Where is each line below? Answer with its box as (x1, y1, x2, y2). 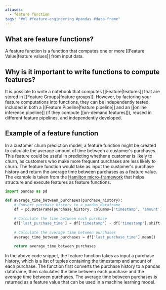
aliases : (5, 7, 23, 12)
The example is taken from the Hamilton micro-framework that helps (5, 174, 145, 180)
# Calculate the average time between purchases (14, 230, 116, 235)
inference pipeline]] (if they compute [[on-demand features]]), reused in (5, 110, 152, 116)
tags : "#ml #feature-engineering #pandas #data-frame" (5, 16, 121, 21)
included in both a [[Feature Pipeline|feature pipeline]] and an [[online (5, 105, 147, 110)
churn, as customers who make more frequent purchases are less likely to (5, 158, 156, 164)
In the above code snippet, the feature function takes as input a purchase (5, 253, 155, 259)
